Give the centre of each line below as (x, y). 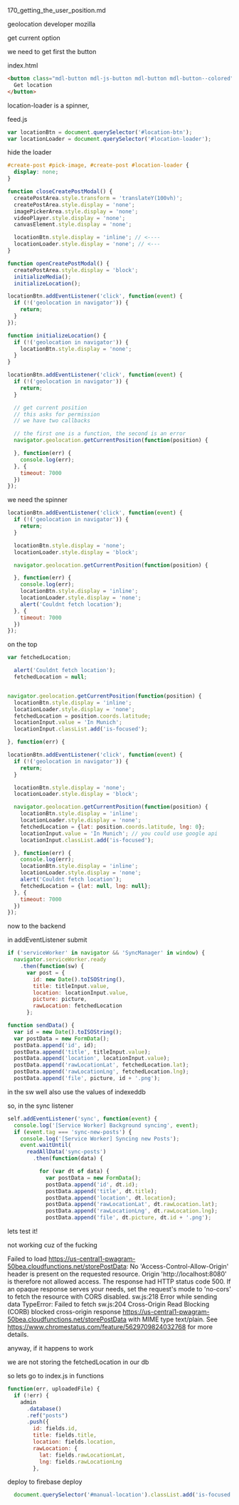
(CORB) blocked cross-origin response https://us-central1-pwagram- (108, 1312)
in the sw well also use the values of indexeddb (76, 1091)
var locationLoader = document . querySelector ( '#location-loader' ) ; (110, 139)
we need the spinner (37, 500)
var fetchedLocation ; (39, 658)
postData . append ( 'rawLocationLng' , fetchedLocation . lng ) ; (102, 1072)
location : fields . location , (74, 1442)
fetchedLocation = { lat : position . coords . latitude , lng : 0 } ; (113, 827)
